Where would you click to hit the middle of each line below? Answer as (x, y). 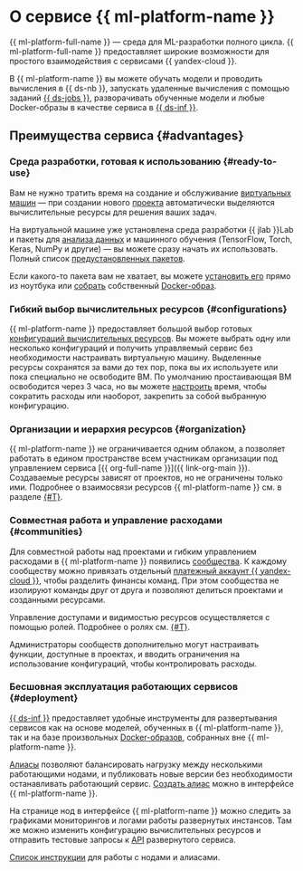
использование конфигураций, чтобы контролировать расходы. (133, 664)
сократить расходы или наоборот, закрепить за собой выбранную (138, 396)
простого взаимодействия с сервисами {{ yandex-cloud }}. (123, 61)
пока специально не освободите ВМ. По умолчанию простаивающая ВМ (151, 377)
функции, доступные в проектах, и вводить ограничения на (125, 654)
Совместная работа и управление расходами (116, 521)
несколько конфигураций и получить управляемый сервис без (131, 348)
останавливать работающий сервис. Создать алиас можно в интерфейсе (151, 783)
